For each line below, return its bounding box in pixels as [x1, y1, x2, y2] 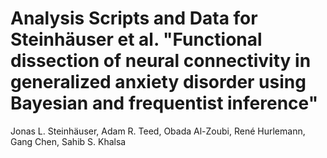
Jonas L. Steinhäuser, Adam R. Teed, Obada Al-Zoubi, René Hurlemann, [10, 125, 306, 137]
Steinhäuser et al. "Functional [10, 28, 263, 51]
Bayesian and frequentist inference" [10, 92, 319, 115]
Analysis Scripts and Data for [10, 7, 258, 30]
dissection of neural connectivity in [10, 50, 312, 72]
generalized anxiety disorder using [10, 71, 307, 94]
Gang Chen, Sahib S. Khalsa [10, 135, 127, 147]
